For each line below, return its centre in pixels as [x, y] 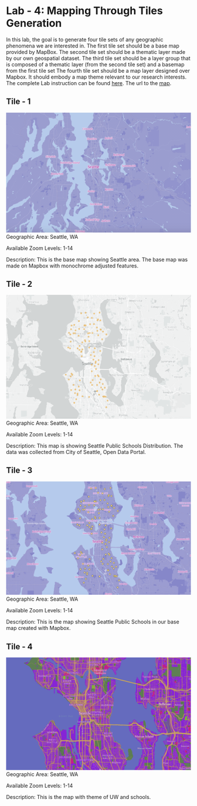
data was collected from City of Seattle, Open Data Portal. [76, 452]
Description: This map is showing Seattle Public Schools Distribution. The [95, 446]
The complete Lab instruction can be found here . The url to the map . [89, 83]
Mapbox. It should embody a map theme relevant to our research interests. [96, 77]
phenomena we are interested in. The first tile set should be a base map [93, 46]
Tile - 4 [19, 646]
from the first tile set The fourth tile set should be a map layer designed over [98, 70]
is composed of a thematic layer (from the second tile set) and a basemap [95, 64]
